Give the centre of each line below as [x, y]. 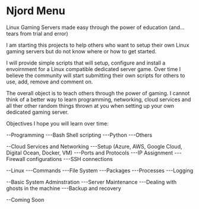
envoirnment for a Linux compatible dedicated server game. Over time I [94, 69]
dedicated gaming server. [37, 112]
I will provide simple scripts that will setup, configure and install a [86, 63]
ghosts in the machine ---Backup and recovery [64, 188]
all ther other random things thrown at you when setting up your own [90, 105]
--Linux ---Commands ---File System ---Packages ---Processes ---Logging [100, 171]
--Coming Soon [25, 200]
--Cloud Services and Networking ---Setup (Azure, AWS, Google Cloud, [94, 146]
